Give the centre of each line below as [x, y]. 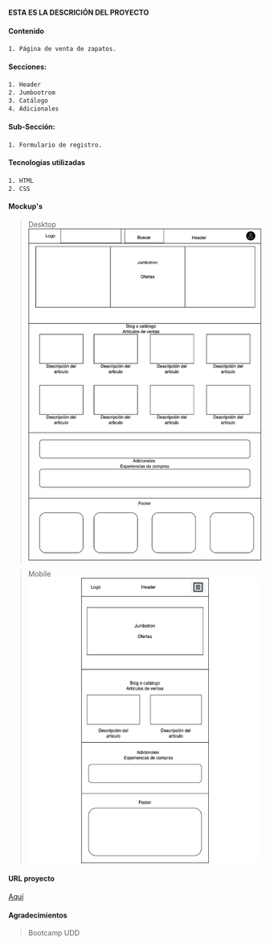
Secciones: [27, 66]
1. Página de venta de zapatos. [62, 49]
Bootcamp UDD [54, 933]
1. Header [25, 85]
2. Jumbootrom [32, 93]
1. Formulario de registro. [55, 145]
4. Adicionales [34, 109]
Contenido [26, 31]
